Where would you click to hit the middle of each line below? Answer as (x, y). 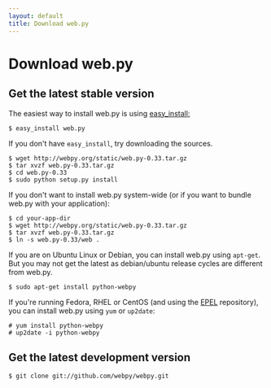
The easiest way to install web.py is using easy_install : (99, 113)
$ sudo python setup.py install (63, 180)
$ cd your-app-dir (39, 218)
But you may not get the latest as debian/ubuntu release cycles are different (135, 263)
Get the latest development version (100, 357)
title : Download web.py (49, 24)
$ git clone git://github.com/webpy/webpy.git (89, 376)
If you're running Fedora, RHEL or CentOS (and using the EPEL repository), (133, 302)
